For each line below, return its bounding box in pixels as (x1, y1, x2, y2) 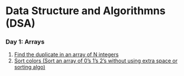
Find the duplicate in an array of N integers (14, 51, 119, 58)
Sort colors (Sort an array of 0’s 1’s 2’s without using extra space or (14, 57, 178, 64)
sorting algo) (14, 64, 46, 71)
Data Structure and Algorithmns (5, 4, 166, 18)
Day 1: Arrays (5, 38, 45, 46)
